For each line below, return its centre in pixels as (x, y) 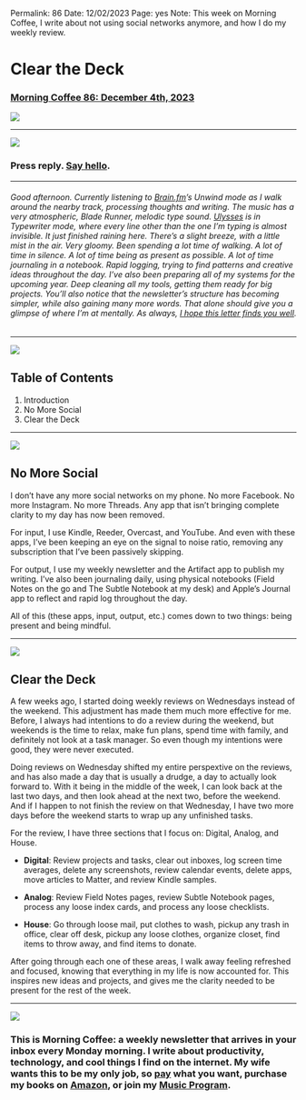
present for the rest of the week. (71, 991)
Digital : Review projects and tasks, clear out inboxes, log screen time (153, 860)
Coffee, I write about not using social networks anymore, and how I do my (148, 23)
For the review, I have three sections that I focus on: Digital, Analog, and (145, 833)
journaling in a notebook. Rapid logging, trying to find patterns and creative (152, 265)
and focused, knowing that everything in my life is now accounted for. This (150, 971)
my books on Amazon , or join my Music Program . (121, 1085)
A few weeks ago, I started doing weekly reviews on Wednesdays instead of (153, 701)
